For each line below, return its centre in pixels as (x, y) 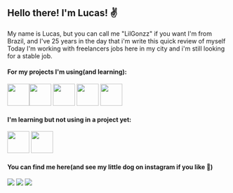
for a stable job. (30, 55)
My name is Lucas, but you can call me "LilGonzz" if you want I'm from (110, 33)
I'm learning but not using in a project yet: (69, 119)
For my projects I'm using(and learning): (67, 72)
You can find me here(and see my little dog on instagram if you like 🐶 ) (110, 167)
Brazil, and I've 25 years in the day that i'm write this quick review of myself (116, 41)
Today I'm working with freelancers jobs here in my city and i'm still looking (116, 48)
